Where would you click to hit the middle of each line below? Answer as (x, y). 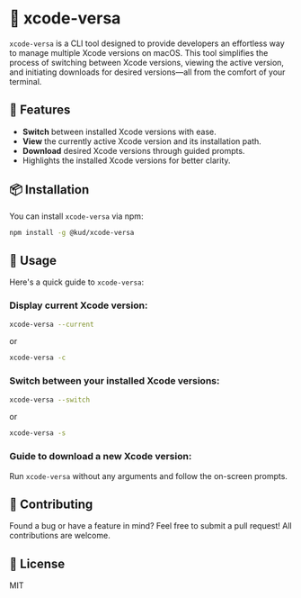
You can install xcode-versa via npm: (76, 216)
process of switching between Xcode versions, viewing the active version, (147, 62)
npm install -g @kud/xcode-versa (72, 232)
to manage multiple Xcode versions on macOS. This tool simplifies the (139, 52)
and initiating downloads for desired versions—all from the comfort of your (147, 72)
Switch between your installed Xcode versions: (115, 381)
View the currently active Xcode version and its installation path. (142, 141)
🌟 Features (40, 110)
